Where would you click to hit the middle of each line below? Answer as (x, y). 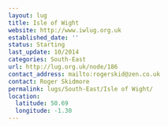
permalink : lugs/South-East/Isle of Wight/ (81, 89)
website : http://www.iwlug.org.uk (65, 30)
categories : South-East (47, 60)
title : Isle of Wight (44, 23)
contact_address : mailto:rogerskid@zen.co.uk (84, 74)
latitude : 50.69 (42, 103)
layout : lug (28, 15)
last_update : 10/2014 (44, 52)
